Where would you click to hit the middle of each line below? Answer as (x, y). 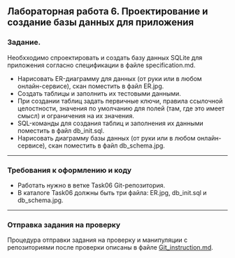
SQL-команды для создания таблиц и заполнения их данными (111, 123)
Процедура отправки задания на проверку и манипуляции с (98, 240)
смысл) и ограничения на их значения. (76, 115)
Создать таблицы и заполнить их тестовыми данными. (99, 93)
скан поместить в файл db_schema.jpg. (107, 145)
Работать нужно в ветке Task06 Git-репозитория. (91, 185)
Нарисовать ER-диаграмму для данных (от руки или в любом (109, 78)
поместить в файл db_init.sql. (61, 130)
